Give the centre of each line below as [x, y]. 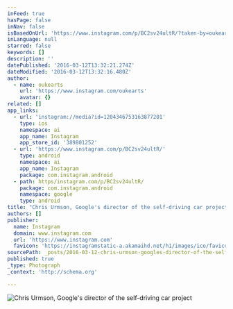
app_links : [23, 110]
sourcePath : [24, 253]
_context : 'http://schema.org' [52, 272]
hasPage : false [29, 20]
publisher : [23, 220]
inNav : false [26, 26]
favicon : [26, 246]
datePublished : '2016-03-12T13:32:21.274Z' [71, 65]
